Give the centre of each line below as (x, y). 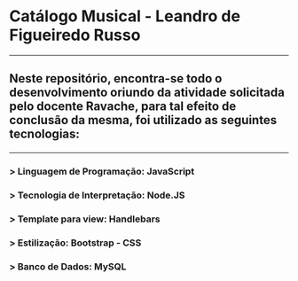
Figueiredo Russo (75, 35)
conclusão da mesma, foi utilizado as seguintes (143, 120)
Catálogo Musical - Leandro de (125, 16)
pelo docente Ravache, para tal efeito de (123, 107)
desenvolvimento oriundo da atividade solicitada (147, 93)
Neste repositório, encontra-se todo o (116, 78)
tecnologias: (44, 134)
